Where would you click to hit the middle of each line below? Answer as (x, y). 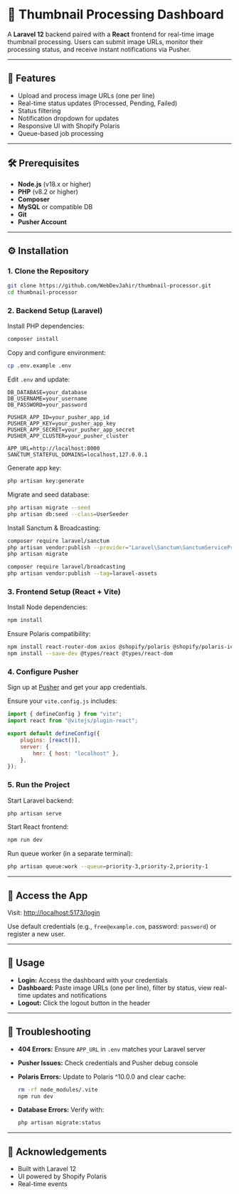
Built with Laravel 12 (47, 1169)
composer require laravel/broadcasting (67, 567)
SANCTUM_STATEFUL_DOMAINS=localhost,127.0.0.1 (78, 455)
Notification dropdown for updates (68, 118)
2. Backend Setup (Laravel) (55, 310)
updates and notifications (70, 995)
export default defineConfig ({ (54, 734)
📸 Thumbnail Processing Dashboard (116, 15)
